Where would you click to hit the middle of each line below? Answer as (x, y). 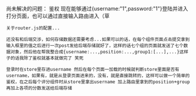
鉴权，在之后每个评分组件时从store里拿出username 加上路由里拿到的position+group (98, 82)
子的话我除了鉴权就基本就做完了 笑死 (45, 58)
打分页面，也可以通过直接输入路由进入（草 (58, 16)
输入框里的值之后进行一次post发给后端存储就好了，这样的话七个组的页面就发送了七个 (95, 46)
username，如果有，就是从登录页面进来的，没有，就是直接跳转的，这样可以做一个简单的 (98, 76)
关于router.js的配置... (33, 28)
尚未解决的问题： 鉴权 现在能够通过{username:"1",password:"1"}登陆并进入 (97, 8)
